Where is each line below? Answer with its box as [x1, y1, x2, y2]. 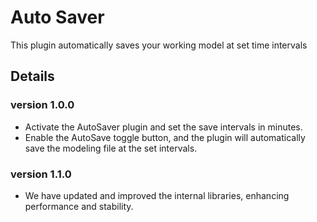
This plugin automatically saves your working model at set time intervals [10, 39, 308, 51]
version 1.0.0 [10, 98, 75, 112]
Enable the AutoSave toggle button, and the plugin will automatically [24, 131, 306, 143]
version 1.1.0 [10, 167, 72, 181]
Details [10, 68, 55, 85]
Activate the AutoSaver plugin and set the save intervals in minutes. [24, 121, 303, 133]
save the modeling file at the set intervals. [24, 142, 198, 154]
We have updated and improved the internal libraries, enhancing [24, 189, 290, 201]
